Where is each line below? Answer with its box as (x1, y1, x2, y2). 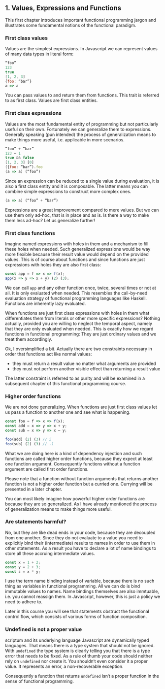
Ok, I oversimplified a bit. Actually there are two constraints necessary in (5, 346, 153, 352)
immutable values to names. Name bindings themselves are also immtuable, (5, 589, 159, 594)
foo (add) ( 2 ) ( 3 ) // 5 (5, 437, 52, 442)
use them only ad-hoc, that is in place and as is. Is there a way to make (5, 212, 149, 218)
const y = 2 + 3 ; (5, 564, 41, 569)
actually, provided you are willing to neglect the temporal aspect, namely (5, 320, 153, 327)
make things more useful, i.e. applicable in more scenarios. (5, 136, 125, 142)
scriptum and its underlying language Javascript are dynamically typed (5, 637, 149, 643)
